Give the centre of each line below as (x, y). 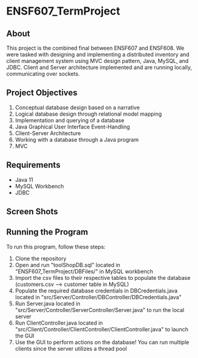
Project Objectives (42, 93)
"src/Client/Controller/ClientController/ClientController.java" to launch (102, 329)
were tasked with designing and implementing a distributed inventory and (98, 55)
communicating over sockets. (43, 74)
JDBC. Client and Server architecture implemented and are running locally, (99, 67)
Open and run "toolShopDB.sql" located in (68, 265)
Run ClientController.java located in (59, 323)
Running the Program (47, 232)
